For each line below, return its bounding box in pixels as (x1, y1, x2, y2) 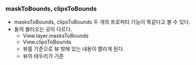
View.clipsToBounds (22, 38, 72, 45)
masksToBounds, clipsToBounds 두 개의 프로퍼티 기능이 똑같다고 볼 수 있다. (13, 19, 191, 26)
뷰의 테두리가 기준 (22, 53, 64, 60)
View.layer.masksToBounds (22, 32, 89, 39)
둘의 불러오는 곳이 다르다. (13, 26, 73, 33)
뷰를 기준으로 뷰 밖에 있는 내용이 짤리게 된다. (22, 45, 124, 52)
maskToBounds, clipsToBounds (5, 5, 97, 13)
